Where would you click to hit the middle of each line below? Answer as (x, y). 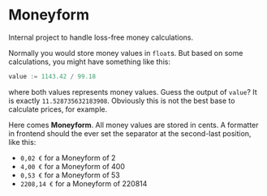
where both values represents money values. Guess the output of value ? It (133, 92)
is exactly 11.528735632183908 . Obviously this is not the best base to (122, 100)
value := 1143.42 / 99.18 (52, 76)
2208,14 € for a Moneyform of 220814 (84, 183)
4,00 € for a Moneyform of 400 (73, 166)
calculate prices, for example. (58, 109)
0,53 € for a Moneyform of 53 (70, 175)
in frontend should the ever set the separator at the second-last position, (130, 133)
